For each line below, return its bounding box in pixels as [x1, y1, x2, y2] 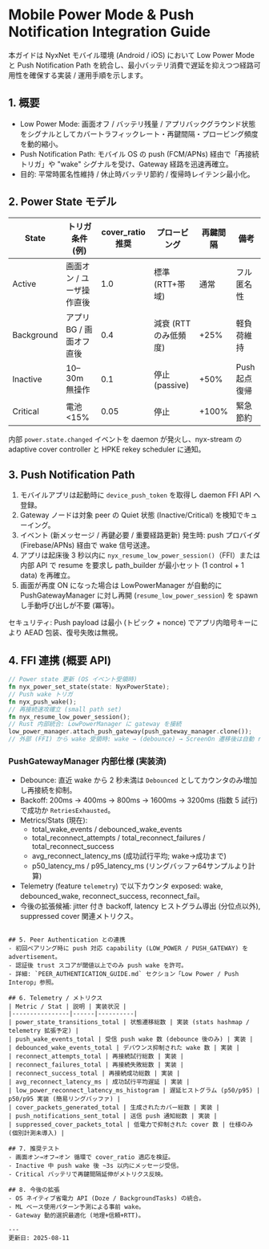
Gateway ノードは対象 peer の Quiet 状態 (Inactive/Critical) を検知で [19, 510, 244, 520]
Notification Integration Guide [8, 22, 211, 41]
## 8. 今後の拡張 [8, 1186, 60, 1194]
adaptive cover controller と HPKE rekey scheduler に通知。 [8, 444, 206, 454]
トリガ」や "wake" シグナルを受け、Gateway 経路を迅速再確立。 [19, 159, 234, 169]
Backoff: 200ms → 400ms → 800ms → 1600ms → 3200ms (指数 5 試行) [19, 795, 259, 805]
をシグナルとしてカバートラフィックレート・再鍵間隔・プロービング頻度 [19, 129, 259, 138]
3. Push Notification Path [8, 467, 135, 481]
